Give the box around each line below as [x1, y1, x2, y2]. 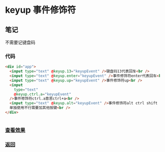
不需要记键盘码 [5, 40, 35, 45]
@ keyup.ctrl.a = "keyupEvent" [14, 92, 71, 97]
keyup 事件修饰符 [5, 4, 76, 16]
